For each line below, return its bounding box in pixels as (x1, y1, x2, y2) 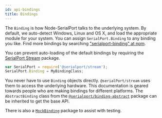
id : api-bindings (5, 7, 40, 12)
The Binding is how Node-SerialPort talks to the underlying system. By (5, 25, 147, 31)
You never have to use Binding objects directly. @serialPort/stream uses (5, 78, 151, 84)
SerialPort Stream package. (5, 55, 60, 61)
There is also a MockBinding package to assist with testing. (5, 108, 122, 114)
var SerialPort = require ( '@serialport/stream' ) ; (5, 64, 108, 69)
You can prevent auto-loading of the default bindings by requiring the (5, 50, 144, 56)
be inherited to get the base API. (5, 98, 70, 104)
